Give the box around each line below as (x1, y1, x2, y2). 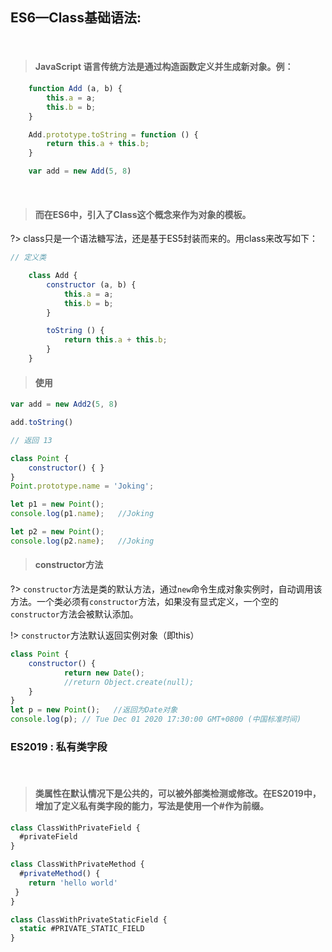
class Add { (28, 271, 78, 281)
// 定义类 (10, 253, 47, 263)
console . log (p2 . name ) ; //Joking (10, 536, 155, 546)
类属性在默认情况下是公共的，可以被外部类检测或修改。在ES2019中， (34, 787, 322, 799)
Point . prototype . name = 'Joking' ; (10, 481, 155, 492)
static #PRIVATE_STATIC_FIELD (19, 924, 145, 934)
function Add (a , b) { (28, 84, 123, 94)
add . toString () (10, 418, 74, 428)
